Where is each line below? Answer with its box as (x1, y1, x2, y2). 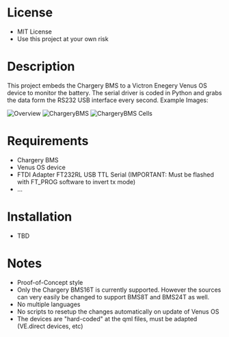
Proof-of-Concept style (16, 278, 83, 286)
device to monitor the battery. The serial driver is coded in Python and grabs (7, 88, 222, 97)
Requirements (7, 134, 89, 149)
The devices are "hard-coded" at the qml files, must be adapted (16, 314, 198, 323)
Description (7, 59, 75, 75)
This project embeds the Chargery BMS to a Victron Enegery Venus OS (7, 81, 207, 90)
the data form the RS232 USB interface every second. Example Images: (7, 96, 208, 104)
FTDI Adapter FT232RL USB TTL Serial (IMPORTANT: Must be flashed (16, 170, 214, 179)
